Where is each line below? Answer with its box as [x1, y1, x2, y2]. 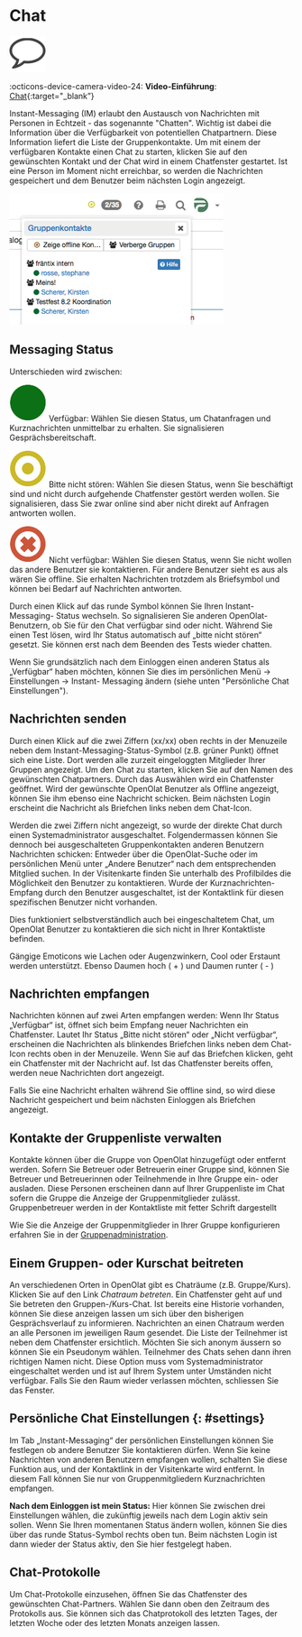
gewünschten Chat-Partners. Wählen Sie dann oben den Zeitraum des [9, 1598, 270, 1609]
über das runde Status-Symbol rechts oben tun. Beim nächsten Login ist [9, 1529, 278, 1540]
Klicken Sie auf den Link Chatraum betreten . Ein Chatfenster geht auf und [9, 1289, 282, 1300]
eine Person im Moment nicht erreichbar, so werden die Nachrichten [9, 165, 263, 176]
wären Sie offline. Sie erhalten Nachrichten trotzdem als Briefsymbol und [9, 574, 280, 584]
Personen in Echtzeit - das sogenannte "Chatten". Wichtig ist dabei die [9, 117, 272, 128]
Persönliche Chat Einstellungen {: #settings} [9, 1411, 266, 1426]
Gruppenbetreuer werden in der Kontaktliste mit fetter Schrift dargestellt [9, 1202, 278, 1213]
